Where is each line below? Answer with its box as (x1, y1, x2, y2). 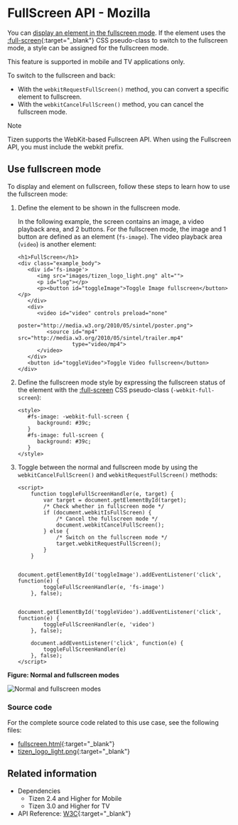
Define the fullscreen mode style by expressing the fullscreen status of (17, 378, 226, 387)
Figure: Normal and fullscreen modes (7, 670, 119, 679)
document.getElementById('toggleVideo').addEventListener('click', (17, 608, 222, 615)
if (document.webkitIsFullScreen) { (43, 509, 152, 516)
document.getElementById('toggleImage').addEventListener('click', (17, 571, 222, 578)
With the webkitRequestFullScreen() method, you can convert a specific (17, 85, 229, 93)
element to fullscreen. (17, 92, 82, 101)
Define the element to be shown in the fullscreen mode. (17, 203, 180, 212)
